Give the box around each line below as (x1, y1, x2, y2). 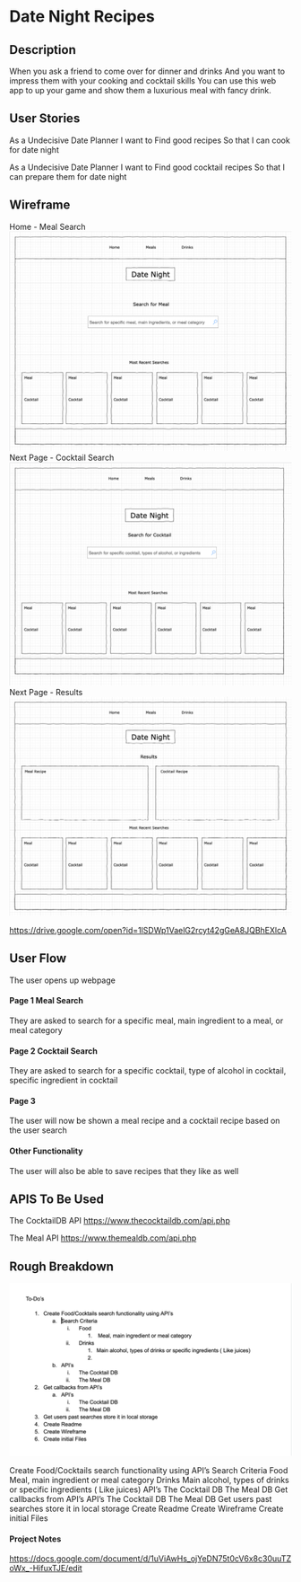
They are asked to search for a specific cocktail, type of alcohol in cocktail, (9, 1065, 287, 1076)
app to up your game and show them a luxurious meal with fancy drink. (9, 85, 271, 95)
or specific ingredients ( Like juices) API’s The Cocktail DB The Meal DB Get (9, 1484, 288, 1495)
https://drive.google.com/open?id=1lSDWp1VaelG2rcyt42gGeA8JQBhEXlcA (9, 924, 287, 935)
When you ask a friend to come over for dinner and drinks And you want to (9, 66, 285, 76)
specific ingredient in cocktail (9, 1075, 118, 1086)
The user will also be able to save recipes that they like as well (9, 1165, 239, 1176)
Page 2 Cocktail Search (9, 1045, 99, 1056)
